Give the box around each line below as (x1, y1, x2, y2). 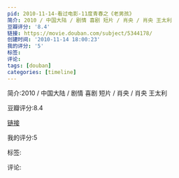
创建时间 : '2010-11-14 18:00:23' (7, 36, 101, 43)
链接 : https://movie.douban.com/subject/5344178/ (7, 29, 152, 37)
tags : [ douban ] (7, 62, 52, 69)
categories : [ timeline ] (7, 68, 77, 75)
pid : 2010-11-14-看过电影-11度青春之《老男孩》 (7, 10, 135, 17)
